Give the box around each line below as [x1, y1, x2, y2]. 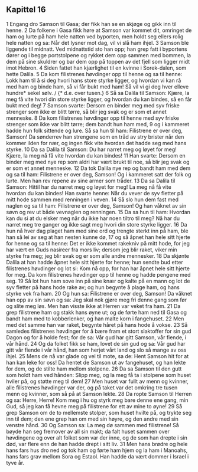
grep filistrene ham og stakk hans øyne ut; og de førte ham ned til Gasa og [6, 309, 187, 316]
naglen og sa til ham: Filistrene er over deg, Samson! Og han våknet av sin [6, 202, 187, 209]
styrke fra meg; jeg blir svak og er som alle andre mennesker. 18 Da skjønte [6, 252, 190, 259]
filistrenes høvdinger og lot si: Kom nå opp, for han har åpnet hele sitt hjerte [6, 265, 190, 272]
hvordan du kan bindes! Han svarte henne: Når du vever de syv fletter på [6, 189, 184, 196]
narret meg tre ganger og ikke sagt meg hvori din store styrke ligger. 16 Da [6, 221, 187, 228]
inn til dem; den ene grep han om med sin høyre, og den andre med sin [6, 415, 179, 422]
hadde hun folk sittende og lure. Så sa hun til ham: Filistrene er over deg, [6, 127, 183, 134]
